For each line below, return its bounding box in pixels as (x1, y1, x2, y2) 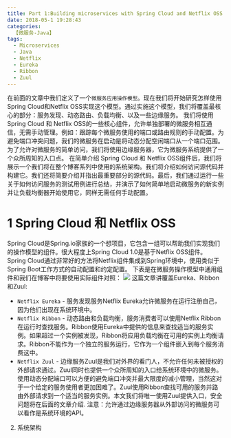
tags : (7, 36, 23, 43)
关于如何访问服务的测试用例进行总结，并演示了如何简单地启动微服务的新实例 (7, 180, 224, 188)
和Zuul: (7, 282, 27, 291)
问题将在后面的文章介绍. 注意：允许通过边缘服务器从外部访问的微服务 (16, 400, 214, 408)
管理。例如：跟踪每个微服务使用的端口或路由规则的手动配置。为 (43, 128, 224, 136)
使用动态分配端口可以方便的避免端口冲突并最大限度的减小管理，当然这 (16, 375, 217, 383)
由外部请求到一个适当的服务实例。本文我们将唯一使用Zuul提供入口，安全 (16, 392, 223, 400)
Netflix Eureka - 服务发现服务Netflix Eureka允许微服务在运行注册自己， (16, 297, 221, 305)
